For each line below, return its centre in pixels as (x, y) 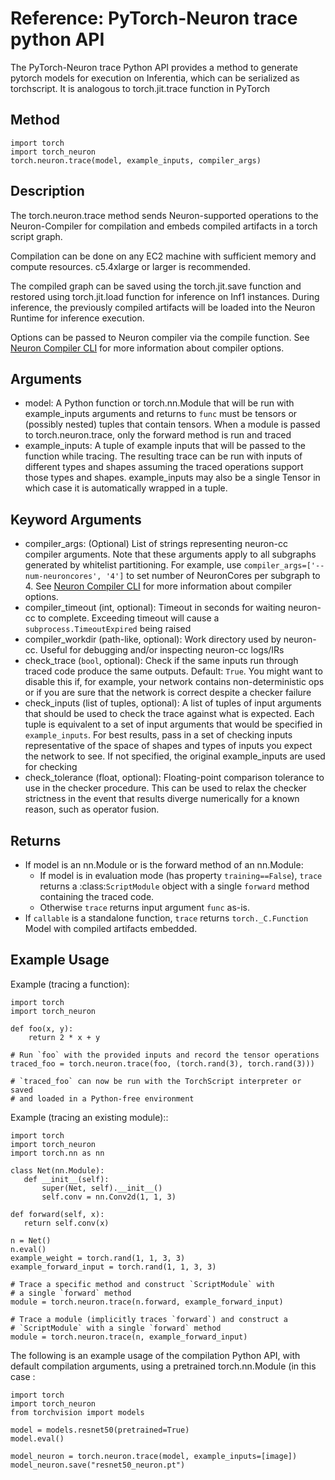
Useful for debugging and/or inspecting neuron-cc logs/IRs (162, 650)
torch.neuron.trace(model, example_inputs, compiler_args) (136, 160)
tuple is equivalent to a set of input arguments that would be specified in (173, 724)
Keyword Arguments (76, 519)
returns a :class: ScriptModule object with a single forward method (174, 886)
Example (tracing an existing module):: (89, 1117)
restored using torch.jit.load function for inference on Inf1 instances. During (165, 296)
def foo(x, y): (42, 1028)
